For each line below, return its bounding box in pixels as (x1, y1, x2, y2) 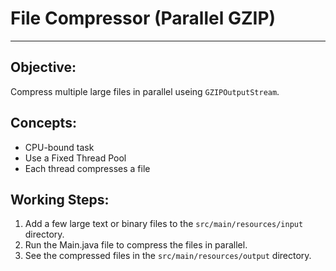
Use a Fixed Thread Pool (24, 152, 127, 164)
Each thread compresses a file (24, 162, 151, 174)
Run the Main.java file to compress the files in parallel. (24, 239, 248, 251)
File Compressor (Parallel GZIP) (10, 7, 277, 30)
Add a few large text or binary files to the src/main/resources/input (24, 218, 304, 230)
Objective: (10, 59, 77, 76)
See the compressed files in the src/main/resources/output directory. (24, 250, 312, 262)
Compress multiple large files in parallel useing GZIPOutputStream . (10, 85, 280, 97)
